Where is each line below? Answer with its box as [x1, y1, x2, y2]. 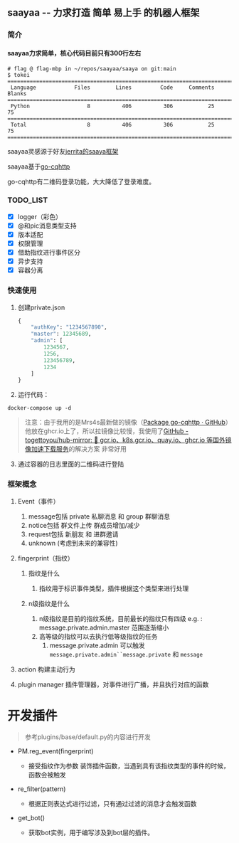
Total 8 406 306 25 [10, 121, 215, 128]
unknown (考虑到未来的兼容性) [28, 539, 119, 547]
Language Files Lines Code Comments [10, 84, 215, 91]
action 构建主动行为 [17, 664, 76, 674]
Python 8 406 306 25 [10, 102, 215, 110]
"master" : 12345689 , [31, 330, 92, 338]
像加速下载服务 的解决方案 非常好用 [24, 445, 127, 453]
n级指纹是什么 [28, 599, 70, 608]
